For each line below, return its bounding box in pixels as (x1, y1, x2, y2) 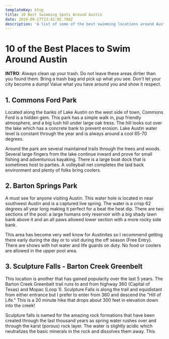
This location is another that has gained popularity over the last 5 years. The (5, 276, 163, 282)
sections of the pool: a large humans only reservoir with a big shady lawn (5, 211, 157, 217)
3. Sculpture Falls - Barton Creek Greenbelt (5, 262, 143, 271)
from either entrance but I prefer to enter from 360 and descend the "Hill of (5, 292, 161, 298)
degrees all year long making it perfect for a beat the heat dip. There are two (5, 206, 164, 212)
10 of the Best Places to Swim (5, 43, 131, 54)
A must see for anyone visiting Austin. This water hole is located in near (5, 195, 153, 201)
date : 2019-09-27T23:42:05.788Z (5, 17, 73, 22)
